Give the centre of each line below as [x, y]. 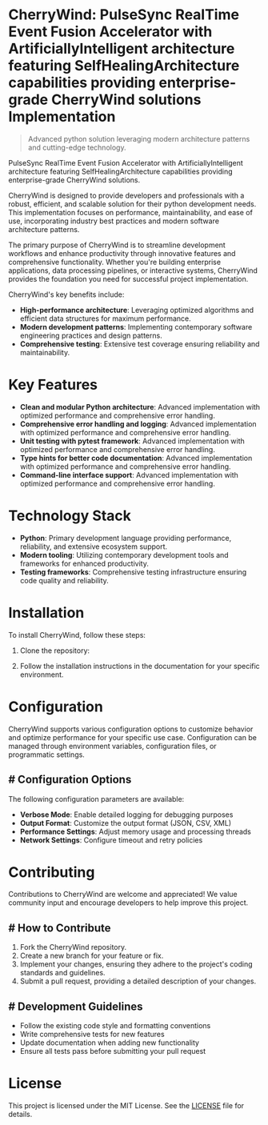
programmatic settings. [47, 755]
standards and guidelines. [62, 973]
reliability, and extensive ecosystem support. [94, 546]
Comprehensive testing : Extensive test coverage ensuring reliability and [140, 344]
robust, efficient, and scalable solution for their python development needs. [132, 204]
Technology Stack [70, 516]
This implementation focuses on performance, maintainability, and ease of [131, 212]
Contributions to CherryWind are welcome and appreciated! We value [123, 895]
